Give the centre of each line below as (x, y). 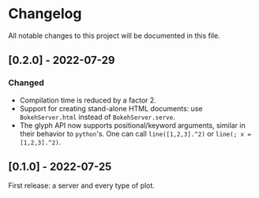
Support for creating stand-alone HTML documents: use (111, 108)
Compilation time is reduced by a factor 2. (88, 100)
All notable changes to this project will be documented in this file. (114, 35)
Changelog (45, 14)
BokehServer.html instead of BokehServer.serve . (97, 117)
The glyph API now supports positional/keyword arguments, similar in (133, 125)
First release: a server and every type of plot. (82, 185)
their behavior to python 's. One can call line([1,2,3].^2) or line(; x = (135, 133)
